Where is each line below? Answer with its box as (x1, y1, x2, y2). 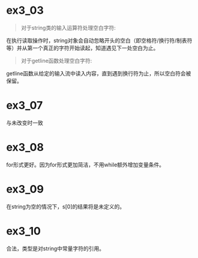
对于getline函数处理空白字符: (20, 57, 92, 64)
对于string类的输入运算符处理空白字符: (20, 24, 116, 31)
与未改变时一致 (6, 119, 43, 126)
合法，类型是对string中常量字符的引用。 (6, 245, 105, 252)
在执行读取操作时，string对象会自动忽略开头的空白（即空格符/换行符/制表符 (6, 37, 193, 44)
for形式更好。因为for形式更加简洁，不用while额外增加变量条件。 (6, 161, 165, 168)
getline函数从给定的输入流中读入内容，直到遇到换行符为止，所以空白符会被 (6, 69, 191, 77)
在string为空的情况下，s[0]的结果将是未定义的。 (6, 203, 125, 210)
